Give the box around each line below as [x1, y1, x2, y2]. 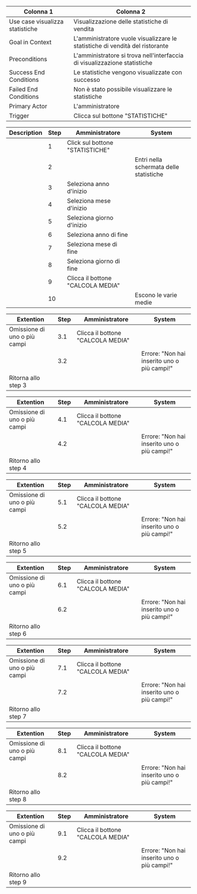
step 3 [9, 381, 27, 389]
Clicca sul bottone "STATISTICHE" [73, 112, 168, 120]
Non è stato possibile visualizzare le [73, 85, 172, 93]
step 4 [9, 464, 27, 472]
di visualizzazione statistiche [73, 59, 152, 67]
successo [73, 76, 101, 84]
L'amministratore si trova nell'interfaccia [73, 51, 184, 59]
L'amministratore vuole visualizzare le [73, 35, 177, 42]
